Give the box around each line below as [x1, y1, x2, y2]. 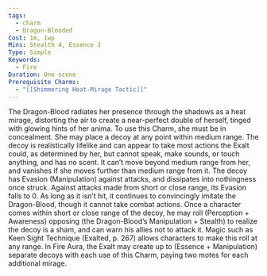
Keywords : [8, 56, 41, 64]
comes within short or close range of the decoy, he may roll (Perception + [8, 208, 250, 218]
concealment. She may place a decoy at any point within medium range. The [8, 132, 259, 142]
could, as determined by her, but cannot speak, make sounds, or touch [8, 149, 240, 159]
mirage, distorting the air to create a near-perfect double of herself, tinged [8, 116, 252, 125]
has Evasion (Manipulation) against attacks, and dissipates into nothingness [8, 174, 257, 184]
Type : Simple [8, 48, 52, 56]
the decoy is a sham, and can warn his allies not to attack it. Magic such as [8, 225, 253, 235]
